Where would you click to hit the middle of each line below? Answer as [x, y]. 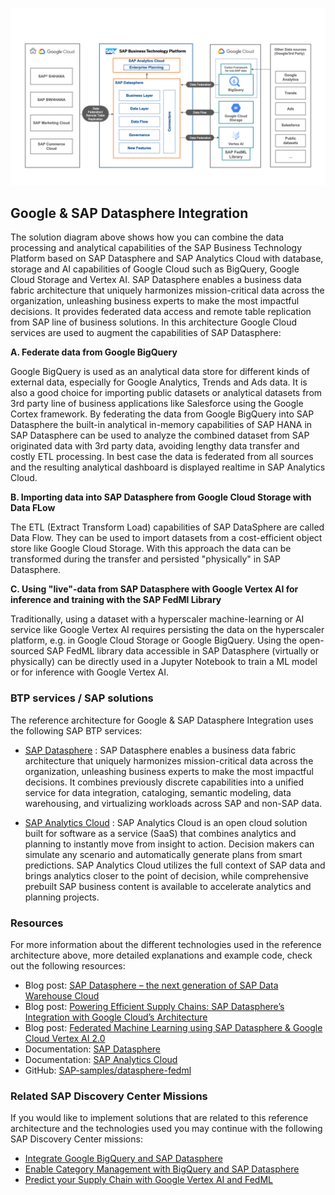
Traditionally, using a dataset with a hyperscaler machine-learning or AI [157, 619]
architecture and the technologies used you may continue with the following [166, 1129]
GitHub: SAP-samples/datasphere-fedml [108, 1070]
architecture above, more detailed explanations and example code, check [161, 955]
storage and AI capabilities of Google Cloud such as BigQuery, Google [155, 269]
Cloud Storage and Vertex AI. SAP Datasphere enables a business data [156, 280]
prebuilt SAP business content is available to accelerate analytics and [168, 886]
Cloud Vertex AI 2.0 [65, 1038]
